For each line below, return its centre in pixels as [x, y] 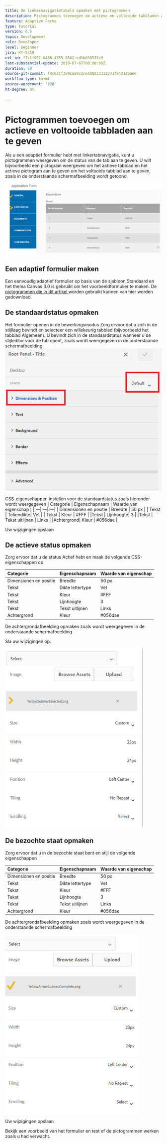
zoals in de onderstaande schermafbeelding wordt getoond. [67, 176]
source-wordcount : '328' [31, 84]
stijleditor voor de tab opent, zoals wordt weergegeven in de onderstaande [82, 340]
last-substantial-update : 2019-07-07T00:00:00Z [55, 63]
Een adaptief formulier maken [52, 269]
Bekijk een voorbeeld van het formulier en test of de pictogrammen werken [82, 1131]
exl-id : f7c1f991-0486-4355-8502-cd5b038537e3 [54, 58]
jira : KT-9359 [20, 52]
